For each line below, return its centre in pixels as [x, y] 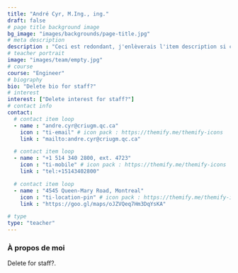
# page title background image [53, 27]
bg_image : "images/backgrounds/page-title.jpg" [79, 34]
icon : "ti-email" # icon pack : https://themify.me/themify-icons [121, 132]
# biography [25, 80]
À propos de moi [36, 248]
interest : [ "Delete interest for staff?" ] [71, 100]
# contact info [30, 106]
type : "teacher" [31, 223]
